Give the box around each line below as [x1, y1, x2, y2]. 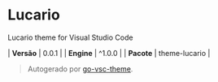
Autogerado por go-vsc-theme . [27, 63, 133, 74]
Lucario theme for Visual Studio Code [7, 32, 133, 42]
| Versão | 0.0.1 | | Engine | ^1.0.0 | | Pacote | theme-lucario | [7, 48, 211, 58]
